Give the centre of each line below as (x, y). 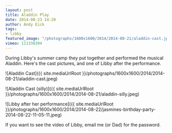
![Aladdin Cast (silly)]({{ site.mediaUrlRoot (49, 88)
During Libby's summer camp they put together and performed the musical (84, 58)
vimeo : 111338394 (24, 43)
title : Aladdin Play (27, 15)
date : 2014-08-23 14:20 (31, 19)
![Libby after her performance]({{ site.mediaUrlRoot (59, 104)
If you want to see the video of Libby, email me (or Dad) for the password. (83, 125)
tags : (11, 29)
